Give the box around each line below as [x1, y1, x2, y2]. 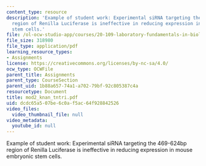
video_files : [6, 105, 40, 112]
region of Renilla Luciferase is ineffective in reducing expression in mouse [6, 146, 193, 154]
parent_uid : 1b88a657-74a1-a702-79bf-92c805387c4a [6, 83, 139, 89]
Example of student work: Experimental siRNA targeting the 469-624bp [6, 140, 187, 147]
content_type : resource [6, 9, 67, 15]
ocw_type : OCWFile [6, 66, 53, 72]
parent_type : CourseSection [6, 77, 78, 83]
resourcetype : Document [6, 89, 67, 95]
